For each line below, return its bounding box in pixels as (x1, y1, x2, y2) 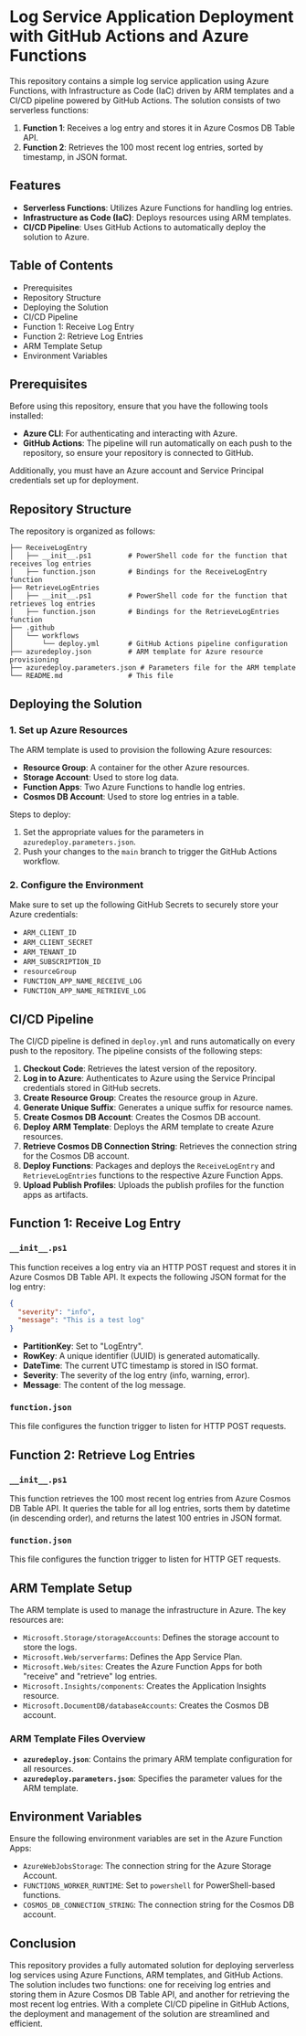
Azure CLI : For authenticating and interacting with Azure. (22, 428, 238, 440)
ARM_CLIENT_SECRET (22, 938, 93, 948)
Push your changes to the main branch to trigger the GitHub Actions (22, 845, 278, 856)
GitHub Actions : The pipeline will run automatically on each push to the (22, 438, 292, 449)
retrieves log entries (9, 599, 96, 609)
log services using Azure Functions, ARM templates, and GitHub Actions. (9, 1969, 283, 1980)
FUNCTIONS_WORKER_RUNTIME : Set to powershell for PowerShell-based (22, 1880, 276, 1891)
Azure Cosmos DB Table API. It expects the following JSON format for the (9, 1271, 287, 1282)
